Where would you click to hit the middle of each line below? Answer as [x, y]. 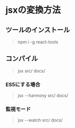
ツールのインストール [38, 30]
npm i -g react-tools [38, 42]
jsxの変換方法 [33, 10]
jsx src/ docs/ [31, 71]
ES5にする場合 [23, 84]
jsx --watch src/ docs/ [40, 120]
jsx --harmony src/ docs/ [43, 96]
